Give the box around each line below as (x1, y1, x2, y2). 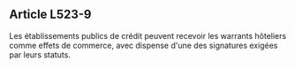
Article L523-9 (9, 7, 92, 22)
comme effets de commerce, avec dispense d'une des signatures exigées (9, 40, 278, 50)
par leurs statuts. (9, 49, 71, 60)
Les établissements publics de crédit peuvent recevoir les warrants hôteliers (9, 30, 287, 41)
